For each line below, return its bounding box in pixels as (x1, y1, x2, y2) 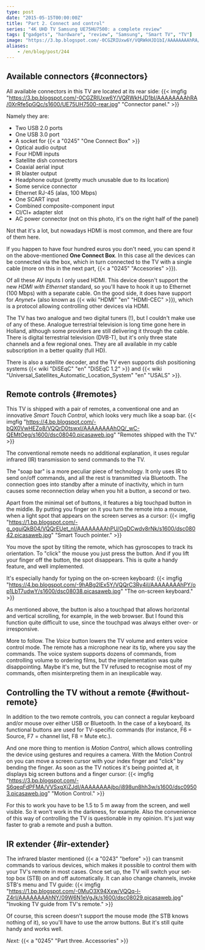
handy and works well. (6, 926, 63, 932)
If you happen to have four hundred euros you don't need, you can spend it (6, 245, 195, 252)
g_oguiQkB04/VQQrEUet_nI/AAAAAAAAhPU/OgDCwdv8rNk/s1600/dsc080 (6, 525, 196, 532)
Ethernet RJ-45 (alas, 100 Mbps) (15, 189, 98, 196)
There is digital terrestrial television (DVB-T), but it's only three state (6, 333, 178, 341)
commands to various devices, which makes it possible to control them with (6, 861, 197, 869)
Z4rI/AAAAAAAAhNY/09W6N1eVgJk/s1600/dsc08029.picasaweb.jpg (6, 894, 181, 901)
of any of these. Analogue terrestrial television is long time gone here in (6, 321, 186, 328)
